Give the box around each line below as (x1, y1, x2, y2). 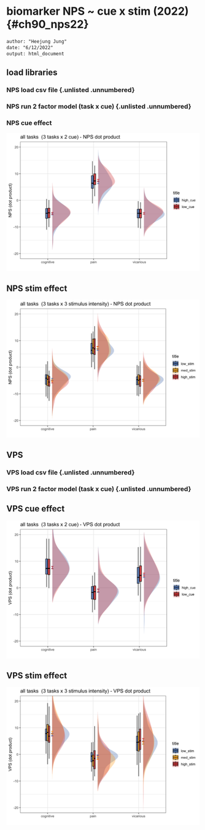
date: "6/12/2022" (6, 44, 53, 50)
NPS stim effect (6, 283, 68, 293)
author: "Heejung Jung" (6, 38, 68, 44)
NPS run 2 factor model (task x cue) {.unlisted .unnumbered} (6, 103, 191, 111)
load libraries (6, 68, 58, 78)
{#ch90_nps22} (6, 17, 89, 31)
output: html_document (6, 50, 64, 56)
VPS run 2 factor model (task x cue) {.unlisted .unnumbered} (6, 485, 191, 494)
